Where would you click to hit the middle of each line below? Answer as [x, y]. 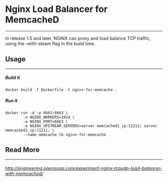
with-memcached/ [24, 174]
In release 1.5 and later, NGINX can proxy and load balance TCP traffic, [78, 38]
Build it [12, 78]
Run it [11, 101]
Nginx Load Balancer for [56, 9]
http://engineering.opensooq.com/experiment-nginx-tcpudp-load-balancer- [84, 169]
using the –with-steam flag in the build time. [50, 43]
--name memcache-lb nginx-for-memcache [65, 135]
